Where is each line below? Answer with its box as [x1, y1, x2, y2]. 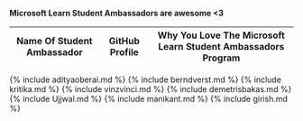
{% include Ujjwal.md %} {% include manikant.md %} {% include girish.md [9, 94, 289, 104]
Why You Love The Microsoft [157, 29, 286, 42]
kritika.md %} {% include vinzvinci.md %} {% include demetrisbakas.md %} [9, 84, 292, 94]
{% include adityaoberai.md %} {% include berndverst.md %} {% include [9, 74, 282, 85]
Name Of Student [16, 35, 93, 47]
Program [202, 51, 241, 64]
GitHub [108, 35, 140, 47]
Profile [109, 46, 140, 58]
